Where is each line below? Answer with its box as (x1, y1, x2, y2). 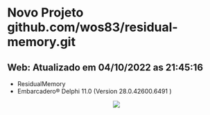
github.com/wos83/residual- (7, 19, 178, 35)
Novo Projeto (7, 5, 84, 21)
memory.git (7, 34, 76, 50)
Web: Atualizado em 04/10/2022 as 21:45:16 (7, 61, 203, 73)
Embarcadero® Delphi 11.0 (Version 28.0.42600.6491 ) (17, 87, 172, 95)
